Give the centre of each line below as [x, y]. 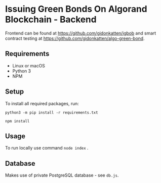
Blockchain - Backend [51, 19]
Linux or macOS [29, 65]
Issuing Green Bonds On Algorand [76, 9]
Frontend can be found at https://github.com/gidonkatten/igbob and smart [81, 33]
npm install [17, 121]
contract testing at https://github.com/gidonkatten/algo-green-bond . [75, 38]
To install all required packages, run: [42, 103]
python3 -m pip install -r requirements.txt [52, 112]
